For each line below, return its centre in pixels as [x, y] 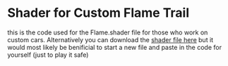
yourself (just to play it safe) [48, 55]
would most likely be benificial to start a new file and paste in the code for [115, 47]
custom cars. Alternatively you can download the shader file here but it [110, 39]
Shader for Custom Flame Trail [98, 13]
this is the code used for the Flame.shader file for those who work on [108, 32]
